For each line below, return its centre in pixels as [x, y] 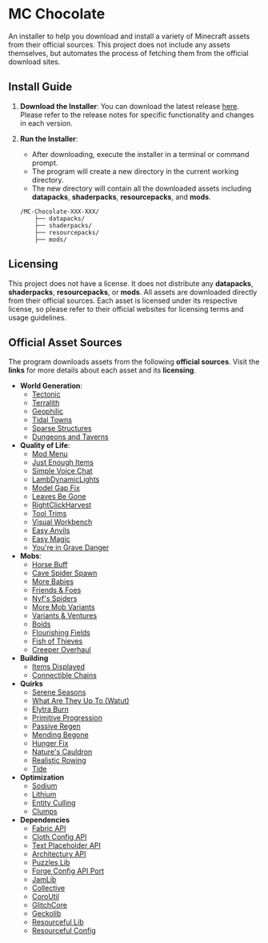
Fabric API [49, 828]
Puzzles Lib [51, 863]
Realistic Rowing [59, 760]
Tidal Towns [52, 420]
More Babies [53, 582]
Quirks [32, 684]
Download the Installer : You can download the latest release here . [130, 106]
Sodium [44, 786]
